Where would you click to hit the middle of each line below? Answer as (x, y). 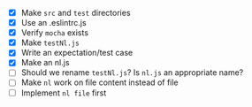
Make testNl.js (50, 42)
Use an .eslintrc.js (53, 23)
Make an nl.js (45, 63)
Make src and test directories (76, 13)
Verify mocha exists (55, 33)
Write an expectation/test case (77, 53)
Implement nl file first (64, 93)
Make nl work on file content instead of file (99, 82)
